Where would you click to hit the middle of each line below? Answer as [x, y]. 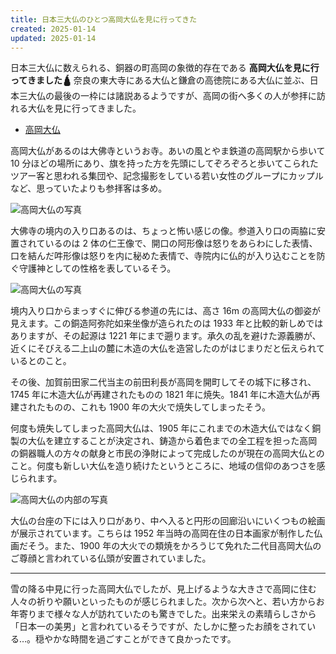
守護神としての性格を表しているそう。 [97, 268]
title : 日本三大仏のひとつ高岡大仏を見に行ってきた [104, 19]
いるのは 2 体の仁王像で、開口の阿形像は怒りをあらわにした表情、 [181, 243]
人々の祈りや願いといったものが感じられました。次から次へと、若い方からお [167, 602]
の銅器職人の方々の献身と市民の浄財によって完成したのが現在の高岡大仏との [167, 453]
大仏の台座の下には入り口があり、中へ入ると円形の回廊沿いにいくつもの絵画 [168, 521]
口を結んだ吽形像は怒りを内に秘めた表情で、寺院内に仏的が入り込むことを [163, 256]
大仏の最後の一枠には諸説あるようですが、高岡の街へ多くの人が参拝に [172, 96]
